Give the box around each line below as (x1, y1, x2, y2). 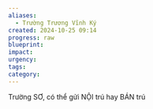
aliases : (8, 11, 37, 20)
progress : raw (8, 33, 55, 42)
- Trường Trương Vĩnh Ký (15, 19, 97, 27)
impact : (8, 48, 34, 56)
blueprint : (8, 41, 44, 49)
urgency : (8, 56, 37, 64)
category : (8, 70, 41, 78)
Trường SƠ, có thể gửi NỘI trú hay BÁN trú (8, 92, 146, 101)
